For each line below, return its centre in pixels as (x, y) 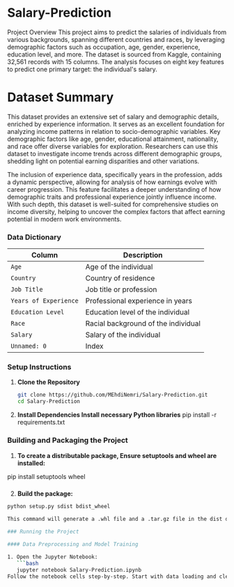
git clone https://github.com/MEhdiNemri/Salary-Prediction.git (112, 395)
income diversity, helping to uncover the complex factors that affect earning (116, 211)
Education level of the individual (138, 312)
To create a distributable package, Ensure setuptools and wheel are (117, 455)
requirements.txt (41, 422)
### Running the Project (43, 532)
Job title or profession (121, 289)
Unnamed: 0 (29, 346)
